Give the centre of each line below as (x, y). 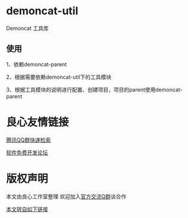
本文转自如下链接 (27, 209)
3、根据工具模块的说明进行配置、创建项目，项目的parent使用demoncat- (94, 89)
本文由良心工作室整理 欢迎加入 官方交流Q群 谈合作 (66, 196)
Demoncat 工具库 (27, 28)
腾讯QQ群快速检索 (29, 140)
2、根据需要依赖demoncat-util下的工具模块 (59, 77)
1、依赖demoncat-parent (37, 64)
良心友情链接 (38, 122)
